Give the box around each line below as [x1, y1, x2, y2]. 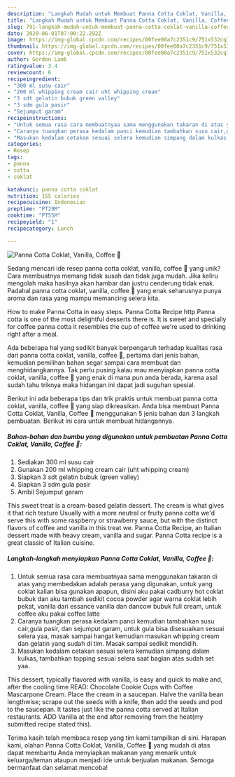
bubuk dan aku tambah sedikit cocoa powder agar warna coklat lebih [17, 594, 217, 603]
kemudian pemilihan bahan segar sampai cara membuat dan [7, 358, 181, 367]
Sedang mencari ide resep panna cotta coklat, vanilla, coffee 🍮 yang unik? [7, 264, 221, 272]
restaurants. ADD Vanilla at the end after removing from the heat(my [7, 712, 204, 721]
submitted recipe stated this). [7, 719, 92, 728]
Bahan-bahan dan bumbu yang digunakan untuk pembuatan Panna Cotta [7, 433, 228, 441]
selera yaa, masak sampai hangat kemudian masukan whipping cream [17, 632, 220, 640]
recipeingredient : [7, 75, 61, 83]
